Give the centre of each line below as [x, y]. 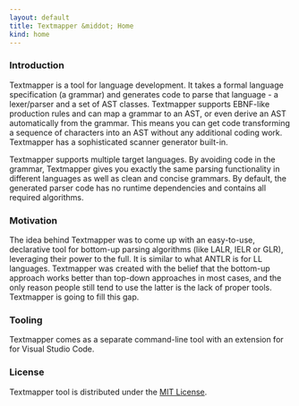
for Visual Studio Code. [52, 349]
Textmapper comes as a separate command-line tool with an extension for [146, 340]
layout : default [39, 17]
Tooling [26, 320]
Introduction [37, 65]
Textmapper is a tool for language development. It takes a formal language [146, 85]
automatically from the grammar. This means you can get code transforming [150, 123]
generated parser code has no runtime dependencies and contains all [138, 188]
